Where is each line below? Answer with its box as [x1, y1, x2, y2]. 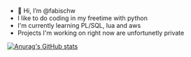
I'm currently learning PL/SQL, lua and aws [17, 22, 141, 29]
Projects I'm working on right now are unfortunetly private [17, 28, 185, 37]
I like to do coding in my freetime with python [17, 14, 148, 22]
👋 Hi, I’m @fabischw [17, 7, 76, 15]
